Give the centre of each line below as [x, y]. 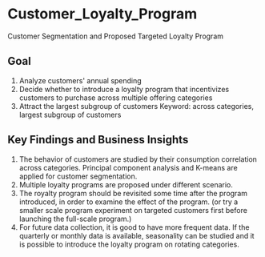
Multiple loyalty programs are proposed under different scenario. [126, 184]
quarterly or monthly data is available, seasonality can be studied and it [137, 235]
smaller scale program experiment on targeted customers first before [133, 210]
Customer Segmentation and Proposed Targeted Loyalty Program [116, 36]
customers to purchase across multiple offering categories [116, 98]
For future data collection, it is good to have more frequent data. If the [134, 227]
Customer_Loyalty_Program [102, 14]
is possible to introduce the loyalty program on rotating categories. [129, 244]
